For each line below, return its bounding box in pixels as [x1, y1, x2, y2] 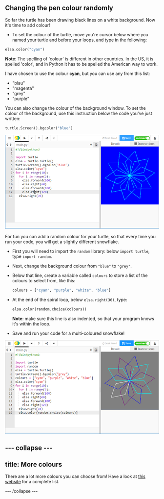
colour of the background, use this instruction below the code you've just [5, 110, 152, 116]
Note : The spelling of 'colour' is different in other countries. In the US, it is [5, 56, 154, 62]
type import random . [12, 253, 53, 259]
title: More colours [5, 460, 62, 469]
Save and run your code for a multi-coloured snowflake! [12, 330, 125, 336]
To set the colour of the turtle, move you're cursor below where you [12, 31, 148, 37]
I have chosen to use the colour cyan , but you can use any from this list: [5, 71, 150, 76]
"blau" [12, 80, 25, 86]
